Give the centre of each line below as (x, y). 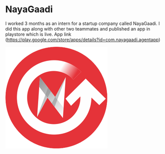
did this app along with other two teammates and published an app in (78, 28)
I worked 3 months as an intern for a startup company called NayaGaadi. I (82, 23)
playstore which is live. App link (38, 34)
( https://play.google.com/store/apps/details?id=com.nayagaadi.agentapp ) (83, 40)
